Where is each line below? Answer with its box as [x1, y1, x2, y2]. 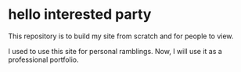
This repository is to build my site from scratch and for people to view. [8, 31, 234, 41]
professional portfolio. [8, 55, 80, 64]
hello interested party [8, 5, 152, 23]
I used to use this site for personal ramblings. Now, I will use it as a [8, 46, 223, 56]
